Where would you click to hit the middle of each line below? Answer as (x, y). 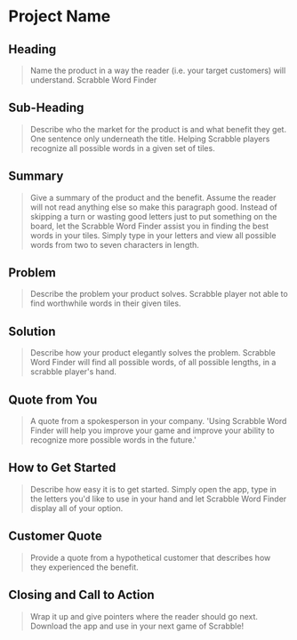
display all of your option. (76, 508)
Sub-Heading (46, 108)
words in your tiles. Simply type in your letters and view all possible (153, 235)
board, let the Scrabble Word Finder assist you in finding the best (149, 226)
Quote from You (53, 400)
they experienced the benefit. (84, 567)
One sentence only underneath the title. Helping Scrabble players (150, 139)
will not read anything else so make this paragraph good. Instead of (153, 207)
